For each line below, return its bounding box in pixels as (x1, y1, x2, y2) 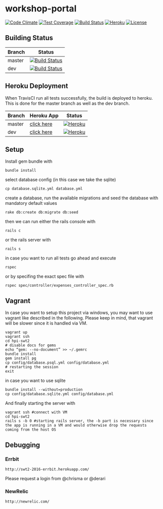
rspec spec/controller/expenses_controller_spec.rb (5, 283, 114, 288)
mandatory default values (5, 200, 57, 206)
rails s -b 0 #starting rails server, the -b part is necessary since (5, 419, 154, 424)
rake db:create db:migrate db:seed (5, 210, 79, 215)
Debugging (5, 441, 41, 449)
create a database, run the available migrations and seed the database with (5, 195, 159, 201)
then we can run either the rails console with (5, 219, 96, 225)
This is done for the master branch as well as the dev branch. (5, 100, 130, 106)
